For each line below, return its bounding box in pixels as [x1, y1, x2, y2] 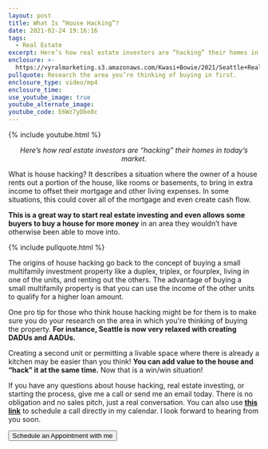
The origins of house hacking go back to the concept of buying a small [8, 258, 241, 267]
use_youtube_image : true [8, 93, 91, 101]
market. [120, 154, 148, 163]
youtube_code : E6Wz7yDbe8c [8, 108, 98, 116]
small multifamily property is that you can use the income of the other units [8, 284, 255, 293]
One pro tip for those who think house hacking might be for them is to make [8, 308, 257, 317]
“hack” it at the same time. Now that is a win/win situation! [8, 365, 203, 375]
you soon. [8, 415, 41, 423]
